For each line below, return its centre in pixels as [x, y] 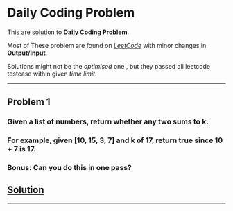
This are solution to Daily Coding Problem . [68, 32]
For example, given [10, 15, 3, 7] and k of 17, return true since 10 [115, 140]
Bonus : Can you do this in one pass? [69, 168]
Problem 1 [29, 102]
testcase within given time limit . [52, 74]
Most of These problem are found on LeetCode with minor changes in [107, 45]
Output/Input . [27, 53]
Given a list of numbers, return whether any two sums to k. [108, 121]
